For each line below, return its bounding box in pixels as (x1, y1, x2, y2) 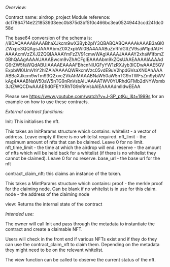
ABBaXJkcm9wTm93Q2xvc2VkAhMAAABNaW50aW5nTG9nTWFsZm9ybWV (5, 73, 165, 78)
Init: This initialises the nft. (5, 118, 60, 124)
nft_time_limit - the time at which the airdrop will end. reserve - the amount (5, 144, 161, 151)
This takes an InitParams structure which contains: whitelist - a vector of (5, 128, 157, 134)
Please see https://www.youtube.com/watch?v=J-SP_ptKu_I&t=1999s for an (5, 94, 164, 99)
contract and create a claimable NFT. (5, 226, 83, 232)
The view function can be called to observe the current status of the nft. (5, 257, 156, 262)
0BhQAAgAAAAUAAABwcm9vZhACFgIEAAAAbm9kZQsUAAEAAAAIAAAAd (5, 56, 163, 63)
